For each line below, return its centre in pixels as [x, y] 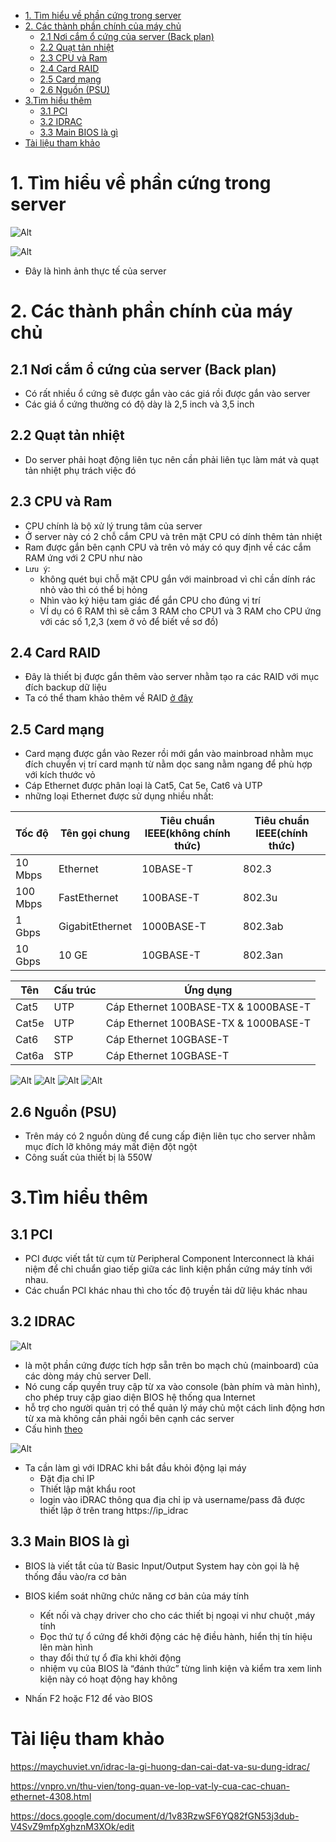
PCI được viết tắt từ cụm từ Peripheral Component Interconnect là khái [169, 1258]
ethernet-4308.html [51, 1796]
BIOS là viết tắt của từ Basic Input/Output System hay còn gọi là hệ [162, 1566]
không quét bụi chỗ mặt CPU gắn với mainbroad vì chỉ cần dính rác [178, 579]
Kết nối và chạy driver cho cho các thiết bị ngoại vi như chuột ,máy [177, 1615]
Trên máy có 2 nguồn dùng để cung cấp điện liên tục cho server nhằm [170, 1136]
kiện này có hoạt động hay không [108, 1679]
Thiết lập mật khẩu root [87, 1489]
